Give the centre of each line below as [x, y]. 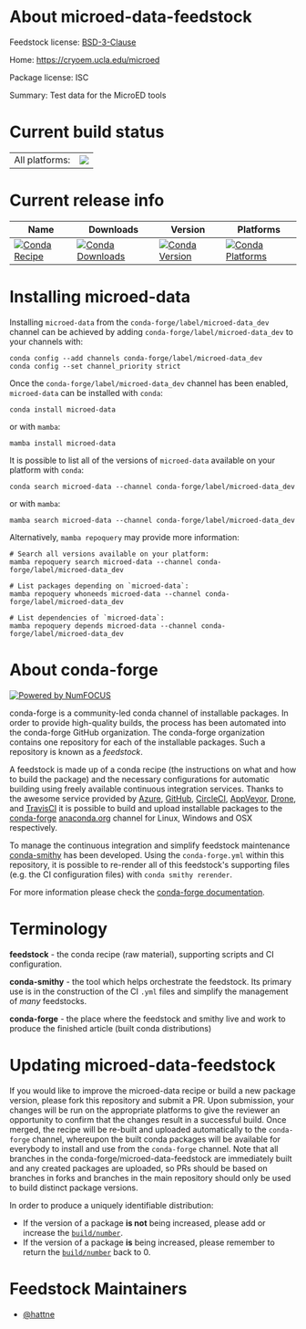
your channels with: [46, 341]
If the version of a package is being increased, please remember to [148, 1242]
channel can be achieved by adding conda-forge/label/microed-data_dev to [152, 331]
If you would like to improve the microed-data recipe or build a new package [153, 1090]
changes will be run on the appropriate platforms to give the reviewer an [145, 1110]
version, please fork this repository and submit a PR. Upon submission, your [152, 1100]
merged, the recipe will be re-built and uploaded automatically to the [138, 1129]
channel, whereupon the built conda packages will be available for [156, 1139]
